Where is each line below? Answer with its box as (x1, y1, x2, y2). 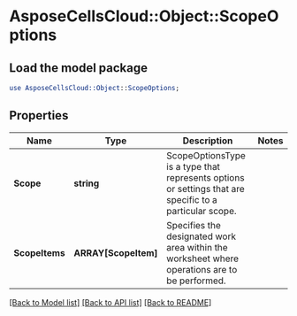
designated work (166, 230, 237, 243)
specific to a (166, 193, 218, 205)
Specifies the (166, 219, 221, 231)
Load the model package (9, 60, 148, 75)
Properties (9, 108, 69, 123)
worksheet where (166, 252, 240, 265)
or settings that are (166, 182, 245, 195)
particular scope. (166, 204, 237, 217)
